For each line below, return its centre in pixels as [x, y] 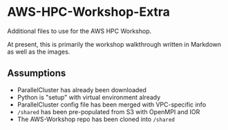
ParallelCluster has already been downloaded [82, 89]
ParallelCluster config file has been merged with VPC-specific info [112, 105]
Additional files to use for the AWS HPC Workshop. [79, 31]
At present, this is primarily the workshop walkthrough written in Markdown [114, 44]
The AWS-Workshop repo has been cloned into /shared [96, 119]
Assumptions [37, 73]
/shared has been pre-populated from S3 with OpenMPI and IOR [108, 111]
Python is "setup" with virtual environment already [89, 97]
